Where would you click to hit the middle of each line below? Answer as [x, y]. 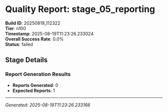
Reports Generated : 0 [35, 85]
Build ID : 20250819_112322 [33, 23]
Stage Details [26, 60]
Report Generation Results [38, 74]
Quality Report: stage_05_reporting [80, 9]
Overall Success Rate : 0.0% [34, 39]
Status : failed [19, 44]
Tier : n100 [16, 28]
